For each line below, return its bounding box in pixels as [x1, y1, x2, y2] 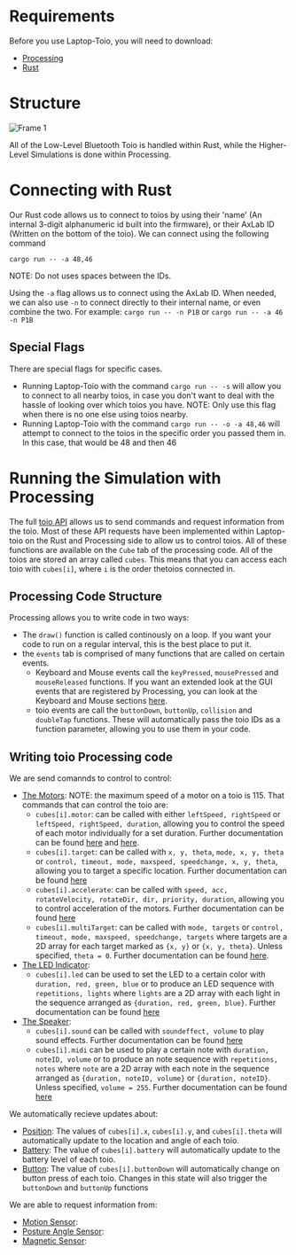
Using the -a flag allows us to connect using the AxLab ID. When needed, [9, 287, 277, 298]
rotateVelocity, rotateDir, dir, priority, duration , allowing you [35, 893, 285, 905]
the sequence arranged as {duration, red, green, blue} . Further [35, 997, 277, 1008]
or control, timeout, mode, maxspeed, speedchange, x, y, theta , [35, 856, 278, 867]
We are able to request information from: [9, 1199, 158, 1211]
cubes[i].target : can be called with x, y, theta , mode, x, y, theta [35, 846, 284, 857]
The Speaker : [21, 1017, 72, 1027]
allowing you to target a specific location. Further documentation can [35, 866, 288, 877]
